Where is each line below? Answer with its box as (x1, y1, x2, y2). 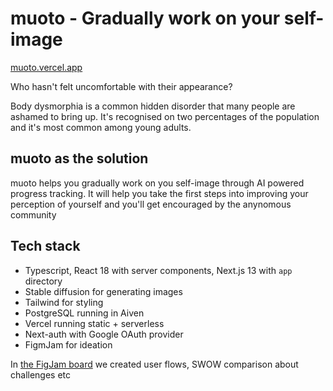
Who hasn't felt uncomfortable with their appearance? (10, 80, 233, 92)
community (10, 208, 57, 221)
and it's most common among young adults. (10, 121, 192, 133)
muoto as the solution (10, 150, 149, 167)
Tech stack (10, 238, 81, 255)
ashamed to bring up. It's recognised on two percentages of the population (10, 110, 320, 122)
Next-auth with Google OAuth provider (24, 328, 184, 340)
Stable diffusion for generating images (24, 285, 183, 297)
